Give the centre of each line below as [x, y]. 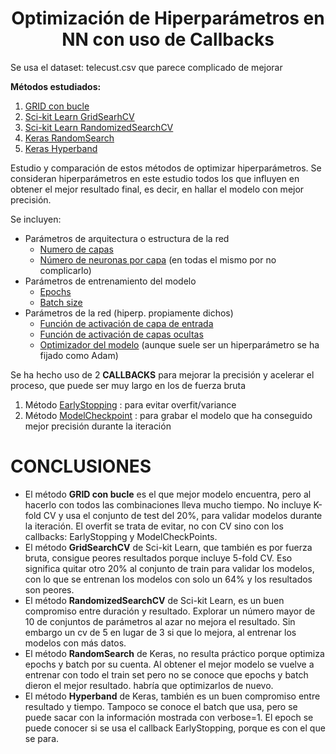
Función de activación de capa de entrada [126, 323]
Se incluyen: [36, 219]
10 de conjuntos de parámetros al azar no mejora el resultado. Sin [160, 621]
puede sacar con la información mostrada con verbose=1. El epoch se [169, 717]
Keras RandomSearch [69, 138]
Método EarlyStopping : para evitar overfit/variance [130, 404]
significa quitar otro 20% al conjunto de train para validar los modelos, [169, 568]
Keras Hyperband [61, 148]
